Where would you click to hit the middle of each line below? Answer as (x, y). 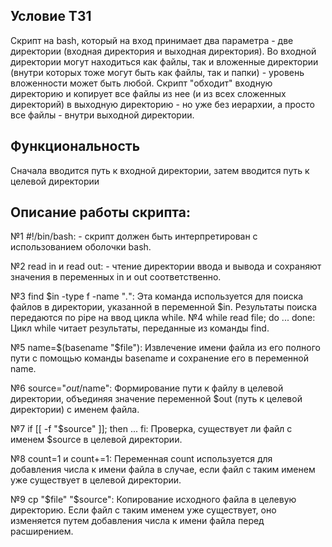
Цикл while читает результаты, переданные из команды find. (140, 328)
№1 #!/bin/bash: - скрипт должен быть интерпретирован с (134, 236)
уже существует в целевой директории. (96, 480)
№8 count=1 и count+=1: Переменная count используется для (141, 459)
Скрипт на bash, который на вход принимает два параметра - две (152, 40)
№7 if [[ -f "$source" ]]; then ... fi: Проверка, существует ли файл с (151, 429)
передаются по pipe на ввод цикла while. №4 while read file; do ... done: (163, 318)
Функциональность (75, 146)
